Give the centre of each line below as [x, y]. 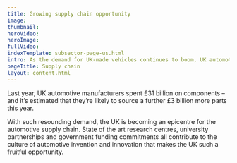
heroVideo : [23, 34]
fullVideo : [23, 47]
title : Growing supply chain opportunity [69, 14]
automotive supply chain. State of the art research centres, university [108, 129]
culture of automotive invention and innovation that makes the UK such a [113, 144]
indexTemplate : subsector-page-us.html [66, 54]
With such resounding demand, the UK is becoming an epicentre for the [112, 121]
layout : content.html [39, 73]
